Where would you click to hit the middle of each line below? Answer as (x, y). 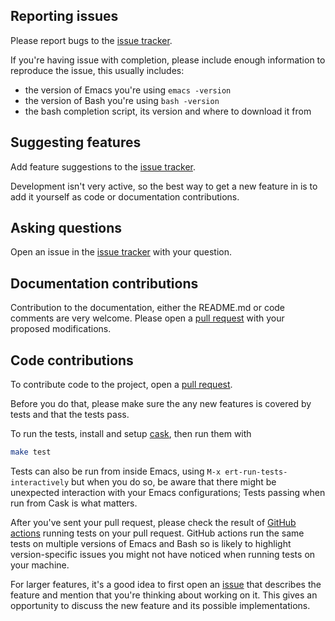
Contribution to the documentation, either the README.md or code (148, 308)
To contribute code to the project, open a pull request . (121, 385)
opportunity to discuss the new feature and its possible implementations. (160, 605)
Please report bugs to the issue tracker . (91, 40)
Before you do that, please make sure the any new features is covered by (161, 404)
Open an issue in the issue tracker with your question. (121, 252)
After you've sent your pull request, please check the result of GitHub (153, 522)
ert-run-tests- (256, 472)
